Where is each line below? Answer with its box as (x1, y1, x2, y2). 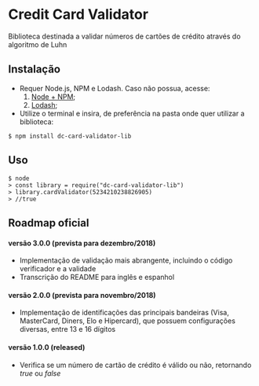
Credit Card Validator (8, 6, 149, 24)
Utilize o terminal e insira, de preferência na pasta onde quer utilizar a (19, 108, 245, 118)
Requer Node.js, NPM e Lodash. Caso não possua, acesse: (19, 83, 210, 93)
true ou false (19, 368, 61, 378)
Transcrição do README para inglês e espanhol (19, 273, 175, 282)
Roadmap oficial (8, 216, 89, 230)
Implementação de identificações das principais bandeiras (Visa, (19, 308, 229, 318)
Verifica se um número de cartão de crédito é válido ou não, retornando (19, 360, 252, 369)
